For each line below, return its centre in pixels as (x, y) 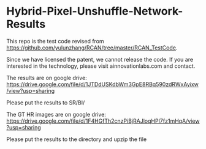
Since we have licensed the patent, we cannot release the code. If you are (100, 59)
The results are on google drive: (47, 78)
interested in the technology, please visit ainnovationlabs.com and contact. (101, 66)
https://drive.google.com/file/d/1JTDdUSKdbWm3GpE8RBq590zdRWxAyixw (103, 84)
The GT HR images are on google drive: (56, 114)
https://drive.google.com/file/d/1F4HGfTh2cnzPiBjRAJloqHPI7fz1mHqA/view (103, 121)
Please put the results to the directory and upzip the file (77, 139)
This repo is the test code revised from (55, 41)
